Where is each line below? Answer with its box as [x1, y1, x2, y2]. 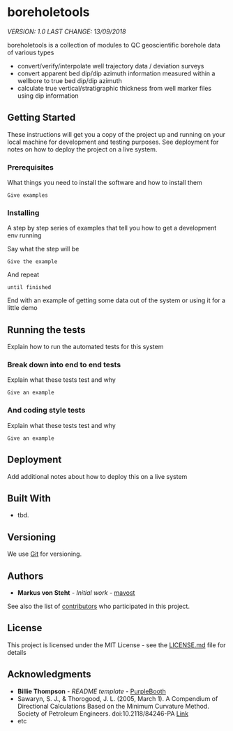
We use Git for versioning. [7, 549, 82, 559]
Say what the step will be [7, 245, 80, 253]
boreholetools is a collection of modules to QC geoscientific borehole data [7, 40, 221, 49]
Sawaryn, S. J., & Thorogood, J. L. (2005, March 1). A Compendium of [17, 694, 218, 702]
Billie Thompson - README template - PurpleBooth [17, 687, 166, 695]
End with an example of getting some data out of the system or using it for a [7, 296, 225, 304]
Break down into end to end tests [7, 360, 121, 370]
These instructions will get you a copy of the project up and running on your [7, 130, 225, 138]
